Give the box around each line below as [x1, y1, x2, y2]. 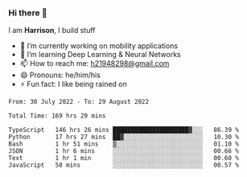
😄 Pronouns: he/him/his [19, 70, 101, 80]
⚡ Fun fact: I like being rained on [19, 80, 127, 89]
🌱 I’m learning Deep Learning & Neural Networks [19, 50, 181, 60]
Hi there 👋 [8, 7, 48, 19]
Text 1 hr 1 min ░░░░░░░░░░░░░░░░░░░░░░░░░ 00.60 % [8, 154, 240, 163]
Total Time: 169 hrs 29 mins [8, 112, 106, 120]
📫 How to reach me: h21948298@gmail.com [19, 59, 170, 68]
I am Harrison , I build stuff [8, 26, 96, 35]
